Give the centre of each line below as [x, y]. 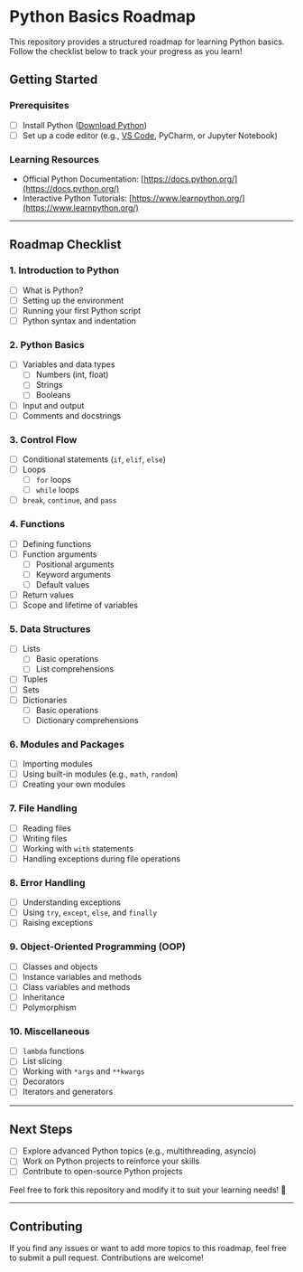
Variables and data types [69, 364]
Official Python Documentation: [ [83, 179]
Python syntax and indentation [79, 320]
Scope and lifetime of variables [80, 605]
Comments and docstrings [72, 415]
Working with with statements [78, 848]
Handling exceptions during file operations [101, 858]
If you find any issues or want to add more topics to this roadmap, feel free [148, 1248]
